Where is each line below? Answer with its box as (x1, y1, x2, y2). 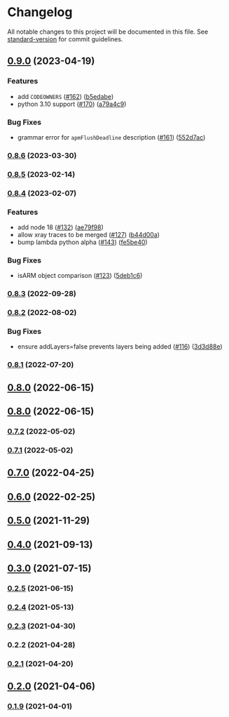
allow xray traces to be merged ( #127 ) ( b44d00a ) (17, 230, 160, 239)
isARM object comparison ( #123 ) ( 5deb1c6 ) (17, 272, 143, 280)
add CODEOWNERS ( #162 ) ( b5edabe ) (17, 92, 114, 100)
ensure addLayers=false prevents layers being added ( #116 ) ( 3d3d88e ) (17, 342, 223, 351)
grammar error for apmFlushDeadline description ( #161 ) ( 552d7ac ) (17, 133, 206, 141)
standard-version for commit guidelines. (7, 34, 123, 43)
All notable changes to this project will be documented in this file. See (7, 27, 209, 36)
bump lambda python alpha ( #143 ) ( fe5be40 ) (17, 238, 148, 246)
